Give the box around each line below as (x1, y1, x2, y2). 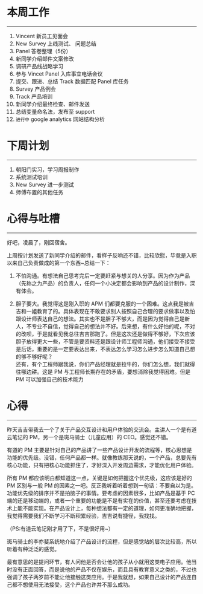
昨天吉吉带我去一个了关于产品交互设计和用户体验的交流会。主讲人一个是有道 (7, 426, 197, 433)
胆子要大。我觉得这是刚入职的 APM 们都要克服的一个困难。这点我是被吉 (15, 300, 195, 307)
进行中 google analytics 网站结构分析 (15, 116, 105, 123)
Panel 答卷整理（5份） (15, 47, 72, 54)
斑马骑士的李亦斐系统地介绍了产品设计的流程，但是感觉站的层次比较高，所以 (7, 538, 197, 545)
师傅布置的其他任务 (15, 188, 64, 195)
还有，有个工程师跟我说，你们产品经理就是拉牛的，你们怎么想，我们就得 (15, 361, 195, 368)
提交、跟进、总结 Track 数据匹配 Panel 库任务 (15, 77, 129, 85)
